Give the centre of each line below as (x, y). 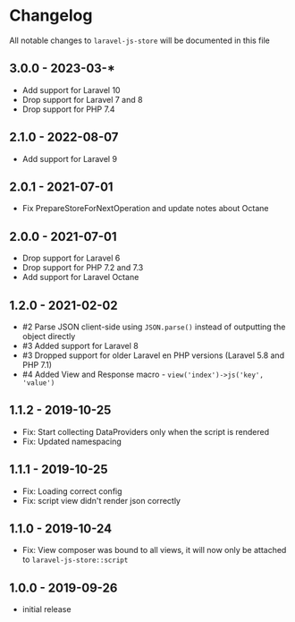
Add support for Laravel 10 (71, 89)
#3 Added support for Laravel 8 (80, 346)
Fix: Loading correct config (72, 491)
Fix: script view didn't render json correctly (101, 500)
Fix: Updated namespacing (72, 441)
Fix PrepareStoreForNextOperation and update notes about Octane (145, 209)
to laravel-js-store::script (75, 559)
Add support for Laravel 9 (70, 158)
